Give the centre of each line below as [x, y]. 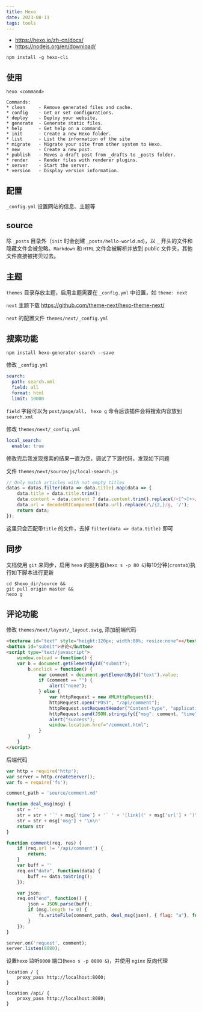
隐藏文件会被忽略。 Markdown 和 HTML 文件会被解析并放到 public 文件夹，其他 [99, 248]
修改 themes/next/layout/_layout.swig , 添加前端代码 [71, 630]
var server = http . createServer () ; [51, 777]
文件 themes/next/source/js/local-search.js [62, 471]
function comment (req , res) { [44, 843]
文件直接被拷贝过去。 [32, 256]
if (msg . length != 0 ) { [57, 910]
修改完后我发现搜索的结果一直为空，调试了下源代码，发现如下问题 [88, 458]
